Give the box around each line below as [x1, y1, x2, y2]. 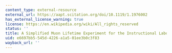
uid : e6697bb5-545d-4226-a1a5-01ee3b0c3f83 [5, 36, 100, 41]
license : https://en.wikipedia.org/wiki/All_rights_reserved [5, 21, 139, 27]
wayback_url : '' [5, 40, 40, 45]
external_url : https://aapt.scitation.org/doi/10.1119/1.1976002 [5, 12, 147, 17]
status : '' [5, 26, 29, 31]
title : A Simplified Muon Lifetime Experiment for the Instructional [5, 31, 157, 36]
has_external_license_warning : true [5, 17, 83, 22]
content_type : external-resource [5, 7, 77, 13]
